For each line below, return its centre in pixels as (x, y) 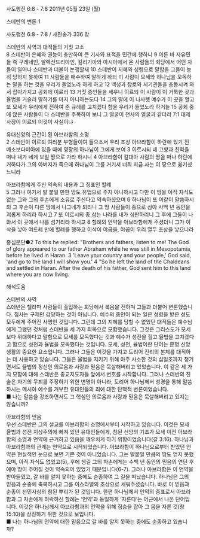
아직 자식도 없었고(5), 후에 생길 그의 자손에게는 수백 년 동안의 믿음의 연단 (103, 462)
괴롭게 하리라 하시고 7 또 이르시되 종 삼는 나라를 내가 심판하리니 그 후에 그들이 (97, 215)
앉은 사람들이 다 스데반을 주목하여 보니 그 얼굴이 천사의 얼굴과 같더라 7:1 (96, 114)
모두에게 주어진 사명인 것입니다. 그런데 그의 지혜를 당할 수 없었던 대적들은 (91, 322)
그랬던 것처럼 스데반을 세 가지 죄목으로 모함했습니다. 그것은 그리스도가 (99, 329)
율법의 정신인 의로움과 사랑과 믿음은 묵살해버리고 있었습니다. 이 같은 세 (104, 367)
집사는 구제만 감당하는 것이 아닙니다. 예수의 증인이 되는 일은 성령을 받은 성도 (102, 314)
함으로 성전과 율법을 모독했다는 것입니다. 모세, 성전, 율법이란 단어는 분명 (96, 344)
